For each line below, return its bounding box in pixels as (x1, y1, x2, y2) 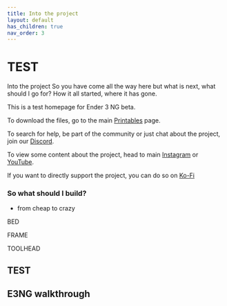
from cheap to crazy (17, 204, 76, 213)
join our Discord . (7, 137, 55, 145)
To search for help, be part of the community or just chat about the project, (7, 129, 221, 138)
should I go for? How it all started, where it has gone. (7, 89, 157, 98)
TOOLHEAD (7, 244, 41, 253)
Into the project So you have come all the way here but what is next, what (7, 82, 216, 91)
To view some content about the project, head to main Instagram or (7, 150, 199, 159)
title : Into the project (7, 10, 79, 17)
